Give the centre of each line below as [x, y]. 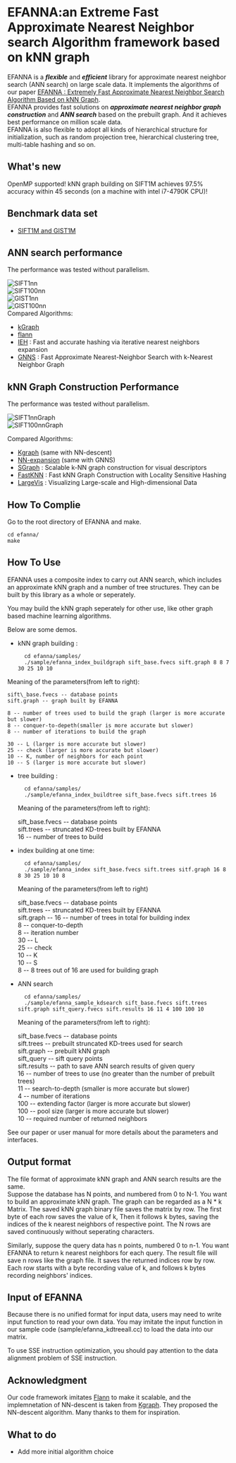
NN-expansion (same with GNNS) [67, 460]
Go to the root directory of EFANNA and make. [74, 522]
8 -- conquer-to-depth [50, 925]
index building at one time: [56, 850]
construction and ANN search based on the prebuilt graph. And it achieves [117, 114]
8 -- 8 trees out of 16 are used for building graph [88, 970]
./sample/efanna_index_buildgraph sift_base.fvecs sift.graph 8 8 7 [127, 662]
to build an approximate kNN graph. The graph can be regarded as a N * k [114, 1201]
